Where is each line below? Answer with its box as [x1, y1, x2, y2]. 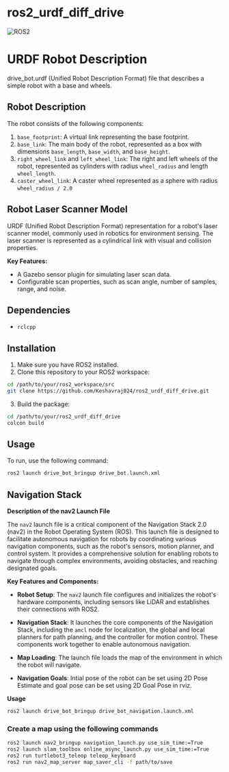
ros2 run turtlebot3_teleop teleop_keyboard [7, 752, 136, 760]
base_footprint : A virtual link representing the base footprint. [16, 132, 190, 141]
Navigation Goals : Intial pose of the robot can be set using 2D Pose [16, 674, 208, 682]
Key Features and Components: [7, 577, 99, 586]
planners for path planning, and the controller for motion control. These [16, 633, 218, 641]
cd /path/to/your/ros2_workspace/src [7, 382, 115, 388]
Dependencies [7, 304, 70, 316]
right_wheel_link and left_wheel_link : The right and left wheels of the [16, 154, 218, 162]
